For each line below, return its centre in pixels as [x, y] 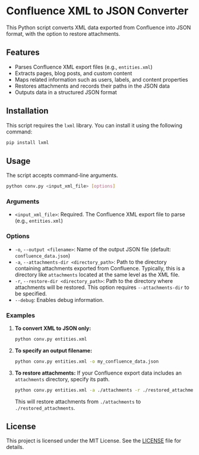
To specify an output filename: [53, 350]
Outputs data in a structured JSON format [66, 92]
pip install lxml [28, 142]
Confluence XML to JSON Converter [97, 11]
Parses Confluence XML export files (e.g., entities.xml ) [83, 67]
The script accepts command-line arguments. [62, 175]
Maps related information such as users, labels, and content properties [101, 79]
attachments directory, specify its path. [62, 379]
